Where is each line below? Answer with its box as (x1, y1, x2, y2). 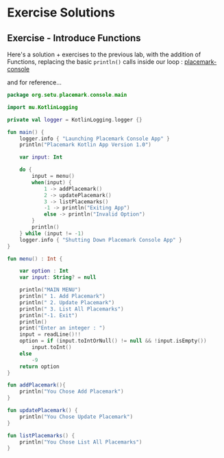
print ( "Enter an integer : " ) (19, 325, 106, 332)
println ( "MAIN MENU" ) (19, 286, 81, 293)
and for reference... (7, 78, 62, 87)
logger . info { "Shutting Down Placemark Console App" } (19, 236, 183, 243)
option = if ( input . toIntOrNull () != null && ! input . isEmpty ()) (19, 338, 207, 345)
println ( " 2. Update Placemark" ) (19, 299, 115, 306)
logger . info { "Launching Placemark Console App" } (19, 135, 170, 142)
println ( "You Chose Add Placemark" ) (19, 388, 125, 396)
